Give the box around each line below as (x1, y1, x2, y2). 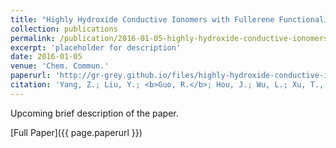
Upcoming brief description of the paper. (10, 107, 179, 119)
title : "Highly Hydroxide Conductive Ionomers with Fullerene (10, 14, 275, 25)
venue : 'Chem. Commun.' (10, 61, 110, 71)
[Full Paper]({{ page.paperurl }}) (10, 126, 143, 138)
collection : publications (10, 24, 118, 34)
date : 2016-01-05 (10, 52, 83, 62)
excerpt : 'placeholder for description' (10, 42, 182, 53)
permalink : (10, 33, 56, 43)
